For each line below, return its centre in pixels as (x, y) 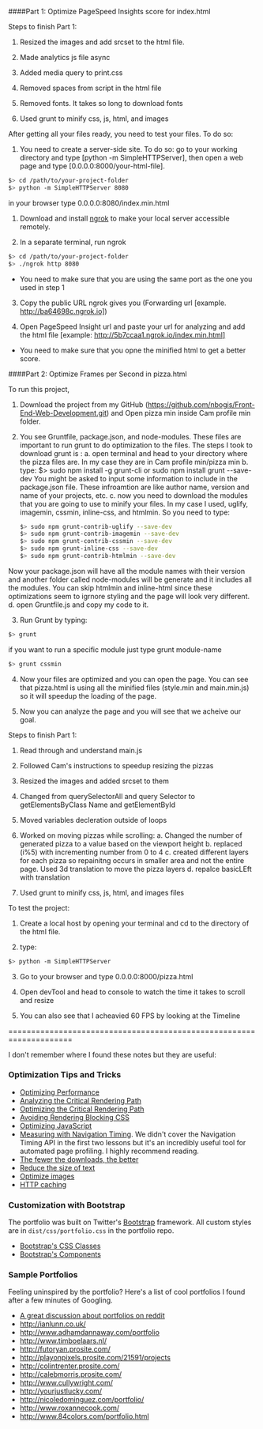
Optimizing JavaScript (56, 1125)
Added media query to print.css (71, 73)
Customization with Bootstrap (67, 1205)
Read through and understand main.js (81, 750)
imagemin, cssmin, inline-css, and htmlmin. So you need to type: (125, 512)
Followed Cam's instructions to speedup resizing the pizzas (116, 765)
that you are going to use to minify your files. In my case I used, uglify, (134, 503)
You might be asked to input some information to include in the (136, 478)
